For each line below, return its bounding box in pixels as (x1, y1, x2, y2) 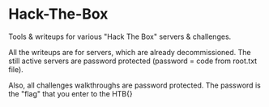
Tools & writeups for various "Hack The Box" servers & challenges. (8, 32, 232, 41)
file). (8, 64, 24, 74)
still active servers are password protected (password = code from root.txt (8, 56, 258, 66)
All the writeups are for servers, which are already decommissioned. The (8, 47, 251, 57)
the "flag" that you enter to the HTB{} (8, 88, 133, 98)
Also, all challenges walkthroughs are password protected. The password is (8, 80, 261, 90)
